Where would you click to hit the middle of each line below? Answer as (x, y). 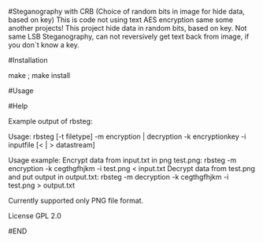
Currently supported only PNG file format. (76, 201)
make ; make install (39, 75)
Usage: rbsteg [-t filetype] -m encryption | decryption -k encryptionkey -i (127, 136)
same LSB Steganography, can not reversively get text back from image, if (129, 36)
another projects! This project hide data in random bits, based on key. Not (128, 28)
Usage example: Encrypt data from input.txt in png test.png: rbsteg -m (122, 160)
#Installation (28, 60)
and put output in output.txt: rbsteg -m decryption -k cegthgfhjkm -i (119, 177)
